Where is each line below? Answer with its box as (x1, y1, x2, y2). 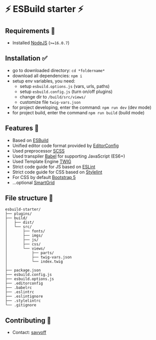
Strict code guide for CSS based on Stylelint (12, 169, 103, 175)
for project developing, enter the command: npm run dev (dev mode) (12, 104, 152, 110)
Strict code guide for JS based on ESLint (12, 164, 96, 170)
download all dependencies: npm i (12, 73, 83, 79)
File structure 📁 (5, 194, 53, 202)
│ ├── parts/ (5, 251, 54, 255)
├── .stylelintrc (5, 298, 41, 303)
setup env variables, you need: (12, 78, 75, 84)
